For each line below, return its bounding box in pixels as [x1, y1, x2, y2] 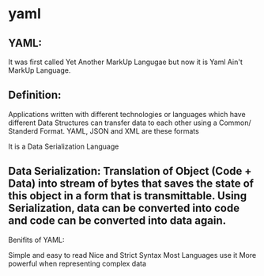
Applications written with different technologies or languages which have [8, 109, 247, 119]
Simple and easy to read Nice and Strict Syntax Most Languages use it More [8, 250, 257, 259]
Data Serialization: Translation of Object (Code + [8, 164, 252, 178]
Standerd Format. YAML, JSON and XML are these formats [8, 126, 199, 135]
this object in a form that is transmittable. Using [8, 189, 247, 202]
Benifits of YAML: [8, 235, 65, 244]
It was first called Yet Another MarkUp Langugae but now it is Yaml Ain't [8, 57, 243, 66]
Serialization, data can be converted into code [8, 202, 239, 215]
